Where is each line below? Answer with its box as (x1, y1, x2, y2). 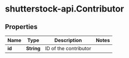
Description (54, 37, 82, 43)
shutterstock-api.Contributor (5, 3, 124, 14)
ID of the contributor (45, 45, 91, 52)
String (26, 45, 41, 52)
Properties (5, 23, 38, 31)
